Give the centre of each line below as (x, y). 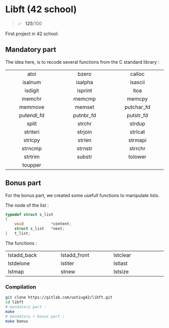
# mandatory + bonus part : (35, 316)
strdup (137, 123)
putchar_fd (137, 107)
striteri (32, 132)
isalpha (84, 82)
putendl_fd (32, 115)
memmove (32, 107)
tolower (137, 156)
